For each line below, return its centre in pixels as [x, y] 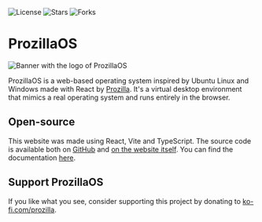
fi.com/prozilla [31, 209]
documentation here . [42, 158]
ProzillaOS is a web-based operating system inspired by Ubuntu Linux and [129, 80]
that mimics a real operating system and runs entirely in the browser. [119, 97]
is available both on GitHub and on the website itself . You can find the [121, 149]
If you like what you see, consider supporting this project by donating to [125, 201]
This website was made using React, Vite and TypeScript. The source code [130, 140]
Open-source [42, 122]
